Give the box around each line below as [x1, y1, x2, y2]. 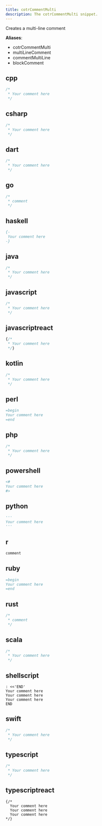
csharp [5, 110, 28, 118]
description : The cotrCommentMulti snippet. [5, 12, 98, 17]
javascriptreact [5, 324, 53, 332]
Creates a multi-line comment [5, 25, 66, 31]
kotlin [5, 359, 24, 368]
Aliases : [5, 35, 23, 41]
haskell [5, 217, 28, 225]
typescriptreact [5, 786, 54, 795]
